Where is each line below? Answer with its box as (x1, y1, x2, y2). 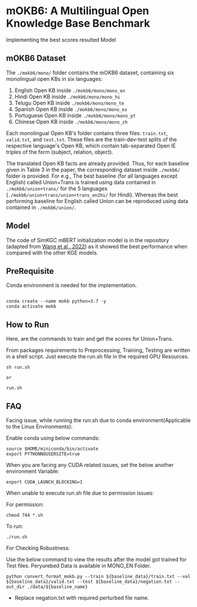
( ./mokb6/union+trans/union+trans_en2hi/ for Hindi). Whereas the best (6, 191, 178, 198)
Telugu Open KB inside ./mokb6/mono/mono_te (14, 99, 125, 106)
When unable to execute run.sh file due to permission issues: (6, 489, 154, 497)
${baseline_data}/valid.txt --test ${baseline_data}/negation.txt (6, 579, 172, 585)
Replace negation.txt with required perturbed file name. (14, 595, 149, 601)
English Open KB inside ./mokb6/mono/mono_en (14, 87, 125, 94)
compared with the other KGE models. (6, 249, 99, 256)
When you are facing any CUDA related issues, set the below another (6, 462, 174, 468)
